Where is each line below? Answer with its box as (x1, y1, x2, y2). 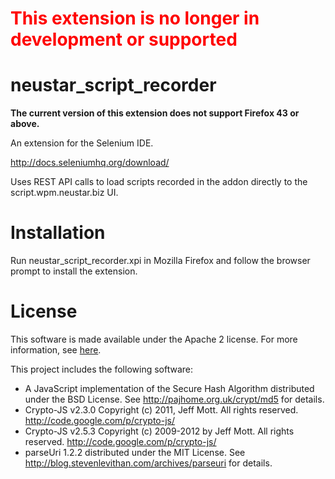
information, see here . (10, 344, 102, 356)
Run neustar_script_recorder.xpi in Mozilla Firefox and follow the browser (10, 255, 311, 267)
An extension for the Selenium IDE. (10, 137, 154, 149)
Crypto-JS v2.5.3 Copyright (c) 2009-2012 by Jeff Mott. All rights (24, 425, 295, 437)
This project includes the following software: (10, 363, 194, 375)
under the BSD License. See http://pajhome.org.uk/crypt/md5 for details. (24, 393, 325, 405)
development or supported (10, 28, 238, 51)
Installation (10, 222, 106, 244)
